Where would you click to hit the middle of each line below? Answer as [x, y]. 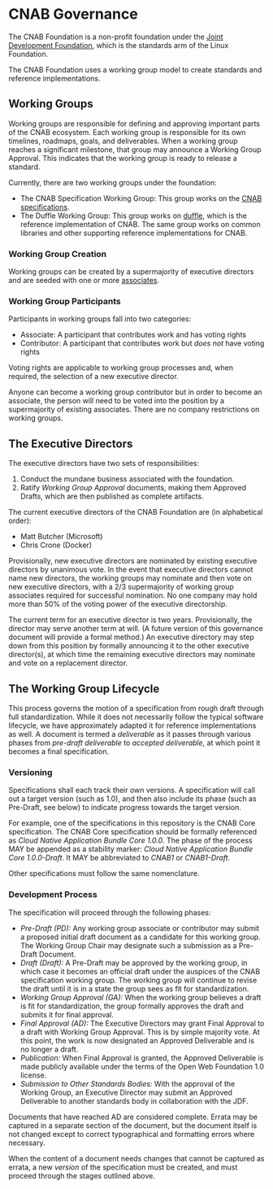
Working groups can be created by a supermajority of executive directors [131, 272]
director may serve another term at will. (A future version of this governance [136, 629]
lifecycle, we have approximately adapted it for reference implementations [132, 725]
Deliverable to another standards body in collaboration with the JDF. [134, 1101]
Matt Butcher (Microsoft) [61, 537]
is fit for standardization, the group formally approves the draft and [132, 1006]
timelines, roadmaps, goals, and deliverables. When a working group [123, 141]
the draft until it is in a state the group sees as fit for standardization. [134, 988]
